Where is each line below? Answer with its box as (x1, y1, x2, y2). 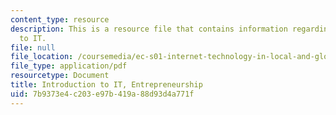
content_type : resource (10, 14, 110, 25)
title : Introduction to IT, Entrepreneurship (10, 80, 203, 90)
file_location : (10, 52, 74, 62)
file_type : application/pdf (10, 61, 128, 71)
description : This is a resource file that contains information (10, 24, 288, 34)
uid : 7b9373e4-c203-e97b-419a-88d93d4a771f (10, 89, 195, 99)
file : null (10, 42, 56, 53)
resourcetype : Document (10, 71, 110, 81)
